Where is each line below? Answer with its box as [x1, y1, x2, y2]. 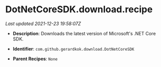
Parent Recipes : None [12, 55, 58, 62]
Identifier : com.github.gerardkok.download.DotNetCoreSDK [12, 46, 134, 52]
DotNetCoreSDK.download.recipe [5, 4, 153, 15]
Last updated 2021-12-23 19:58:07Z [5, 20, 81, 27]
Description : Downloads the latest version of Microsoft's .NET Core [12, 30, 156, 36]
